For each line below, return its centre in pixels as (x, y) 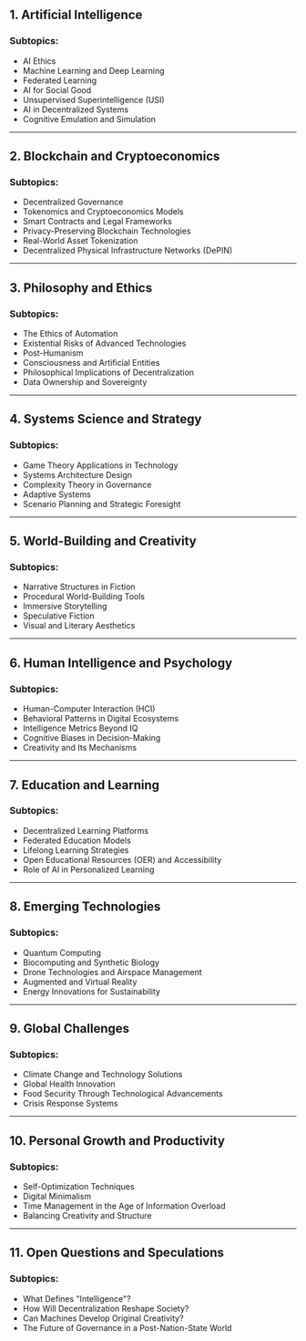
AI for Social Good (57, 89)
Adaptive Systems (56, 494)
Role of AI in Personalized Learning (88, 869)
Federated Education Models (77, 840)
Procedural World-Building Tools (84, 597)
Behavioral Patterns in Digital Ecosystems (101, 719)
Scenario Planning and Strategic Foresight (102, 504)
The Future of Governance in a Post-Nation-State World (127, 1327)
